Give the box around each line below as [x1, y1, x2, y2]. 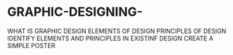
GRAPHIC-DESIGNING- [7, 4, 143, 20]
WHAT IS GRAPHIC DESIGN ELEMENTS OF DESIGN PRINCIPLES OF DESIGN [7, 27, 227, 35]
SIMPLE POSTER [7, 41, 56, 49]
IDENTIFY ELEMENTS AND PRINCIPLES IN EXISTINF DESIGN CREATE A [7, 34, 214, 42]
